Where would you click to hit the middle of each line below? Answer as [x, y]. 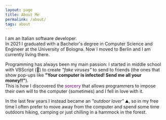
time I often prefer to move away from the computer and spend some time [82, 107]
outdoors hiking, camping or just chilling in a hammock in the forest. [76, 112]
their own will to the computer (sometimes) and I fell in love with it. [74, 91]
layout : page [19, 10]
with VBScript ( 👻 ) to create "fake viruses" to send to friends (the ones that [83, 70]
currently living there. [28, 55]
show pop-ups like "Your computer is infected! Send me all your [73, 75]
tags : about [18, 24]
